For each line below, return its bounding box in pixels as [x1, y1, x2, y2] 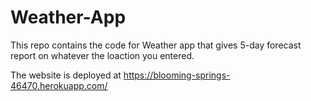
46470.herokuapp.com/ [10, 79, 108, 91]
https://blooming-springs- [123, 69, 231, 81]
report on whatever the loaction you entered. [10, 49, 195, 61]
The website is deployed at [10, 69, 122, 81]
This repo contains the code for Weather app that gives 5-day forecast [10, 39, 302, 51]
